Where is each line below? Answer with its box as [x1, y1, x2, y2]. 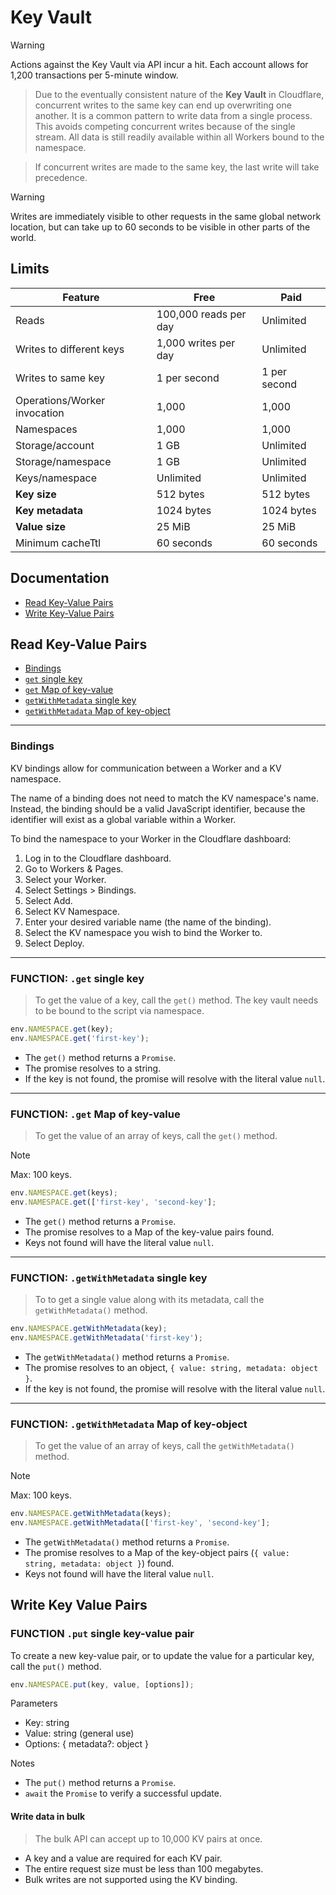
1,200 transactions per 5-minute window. [10, 69, 179, 81]
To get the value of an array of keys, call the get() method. [34, 1130, 278, 1142]
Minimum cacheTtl [15, 536, 102, 550]
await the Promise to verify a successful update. [24, 1787, 222, 1800]
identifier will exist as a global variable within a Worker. [10, 813, 237, 825]
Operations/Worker [15, 393, 106, 407]
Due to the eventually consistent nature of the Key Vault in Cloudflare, [34, 88, 325, 100]
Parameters [10, 1697, 58, 1710]
